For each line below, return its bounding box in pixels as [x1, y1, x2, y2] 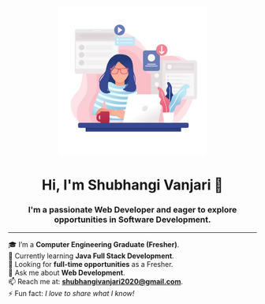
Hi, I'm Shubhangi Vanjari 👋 [42, 176, 223, 193]
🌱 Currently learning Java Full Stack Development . [8, 251, 175, 261]
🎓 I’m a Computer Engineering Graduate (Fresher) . [8, 239, 180, 249]
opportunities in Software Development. [54, 214, 211, 225]
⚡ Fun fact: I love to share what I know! [8, 288, 135, 298]
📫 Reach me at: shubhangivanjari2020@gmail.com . [8, 276, 184, 286]
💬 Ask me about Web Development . [8, 268, 125, 277]
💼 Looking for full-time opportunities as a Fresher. [8, 259, 174, 268]
